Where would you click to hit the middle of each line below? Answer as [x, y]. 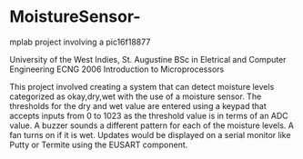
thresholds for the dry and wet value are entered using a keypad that [138, 105]
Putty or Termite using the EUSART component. [99, 144]
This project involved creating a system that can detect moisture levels [142, 86]
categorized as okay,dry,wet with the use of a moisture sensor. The [136, 96]
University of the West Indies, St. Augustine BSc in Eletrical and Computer [148, 59]
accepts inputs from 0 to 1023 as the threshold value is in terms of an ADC [149, 115]
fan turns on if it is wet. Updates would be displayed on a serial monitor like [150, 134]
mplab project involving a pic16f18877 [80, 42]
